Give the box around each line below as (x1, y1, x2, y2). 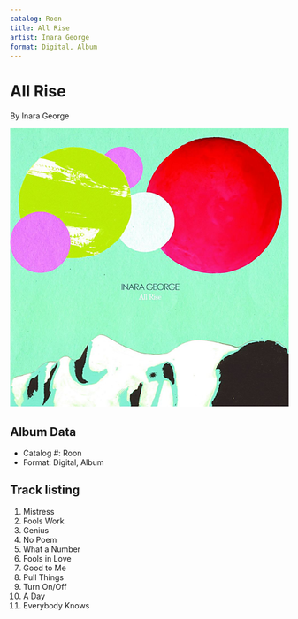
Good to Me (22, 562, 67, 573)
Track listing (10, 483, 80, 498)
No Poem (22, 534, 57, 545)
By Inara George (10, 111, 70, 121)
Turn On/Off (22, 581, 67, 592)
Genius (22, 524, 50, 535)
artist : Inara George (10, 33, 90, 42)
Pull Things (22, 571, 65, 583)
